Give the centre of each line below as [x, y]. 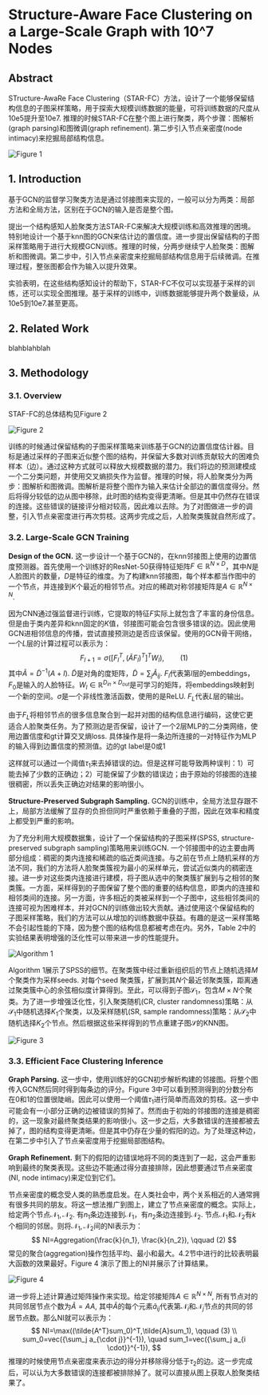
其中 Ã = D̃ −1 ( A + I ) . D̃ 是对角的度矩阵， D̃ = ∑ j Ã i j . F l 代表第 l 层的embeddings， [132, 674]
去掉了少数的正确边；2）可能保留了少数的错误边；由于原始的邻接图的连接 [136, 774]
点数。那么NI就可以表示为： [68, 1318]
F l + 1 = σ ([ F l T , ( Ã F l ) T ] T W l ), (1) [134, 658]
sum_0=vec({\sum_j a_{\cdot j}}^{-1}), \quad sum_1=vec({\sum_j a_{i [134, 1339]
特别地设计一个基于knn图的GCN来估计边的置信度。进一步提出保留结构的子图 [134, 236]
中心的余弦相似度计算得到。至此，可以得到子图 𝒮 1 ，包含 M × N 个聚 [144, 991]
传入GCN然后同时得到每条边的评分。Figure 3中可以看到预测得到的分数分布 [131, 1089]
